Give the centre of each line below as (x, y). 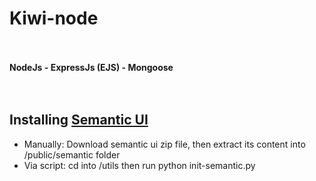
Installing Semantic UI (79, 120)
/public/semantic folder (72, 154)
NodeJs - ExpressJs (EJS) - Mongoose (91, 67)
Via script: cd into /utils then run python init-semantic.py (139, 165)
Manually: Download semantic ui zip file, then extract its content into (164, 144)
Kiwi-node (54, 18)
